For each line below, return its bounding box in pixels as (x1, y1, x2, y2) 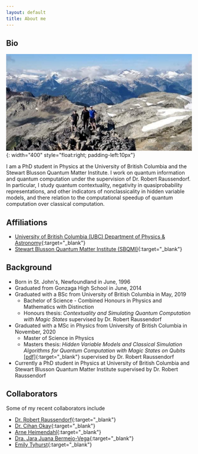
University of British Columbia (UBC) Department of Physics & (14, 233, 166, 241)
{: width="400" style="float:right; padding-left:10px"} (6, 152, 136, 159)
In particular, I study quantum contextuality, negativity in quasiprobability (6, 182, 183, 189)
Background (6, 262, 52, 273)
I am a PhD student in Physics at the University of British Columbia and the (6, 163, 187, 170)
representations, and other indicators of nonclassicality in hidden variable (6, 188, 185, 195)
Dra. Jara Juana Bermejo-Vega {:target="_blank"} (14, 435, 134, 442)
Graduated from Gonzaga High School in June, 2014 (14, 284, 142, 291)
